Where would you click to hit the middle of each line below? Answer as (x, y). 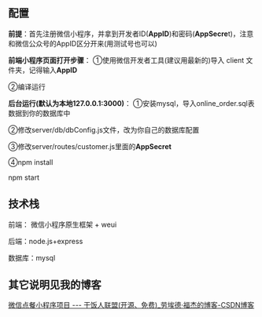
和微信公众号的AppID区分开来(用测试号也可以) (83, 43)
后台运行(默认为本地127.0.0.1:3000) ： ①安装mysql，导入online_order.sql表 (131, 103)
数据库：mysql (32, 257)
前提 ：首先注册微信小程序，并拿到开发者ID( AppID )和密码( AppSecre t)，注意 (131, 34)
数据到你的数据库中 (39, 113)
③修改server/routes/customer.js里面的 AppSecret (90, 146)
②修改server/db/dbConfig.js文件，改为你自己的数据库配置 (104, 129)
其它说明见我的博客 (55, 285)
